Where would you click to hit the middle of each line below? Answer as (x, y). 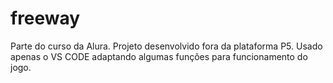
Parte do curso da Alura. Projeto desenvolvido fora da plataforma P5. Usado (166, 46)
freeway (45, 18)
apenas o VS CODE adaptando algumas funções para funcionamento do (159, 56)
